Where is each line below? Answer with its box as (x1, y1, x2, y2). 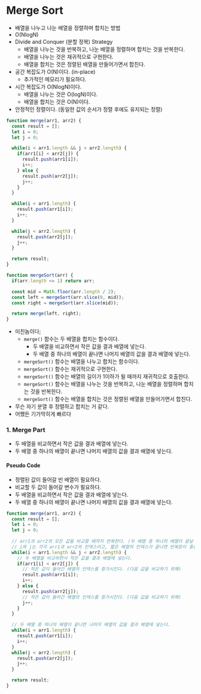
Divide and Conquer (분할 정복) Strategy (14, 38, 113, 45)
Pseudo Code (6, 462, 41, 469)
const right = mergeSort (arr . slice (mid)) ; (11, 300, 119, 306)
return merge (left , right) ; (11, 310, 82, 317)
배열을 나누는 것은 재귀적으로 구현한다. (23, 53, 114, 60)
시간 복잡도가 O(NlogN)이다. (14, 83, 82, 90)
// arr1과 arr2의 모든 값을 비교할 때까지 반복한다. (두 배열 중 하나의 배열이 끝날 (11, 539, 193, 545)
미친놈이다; (14, 328, 41, 335)
